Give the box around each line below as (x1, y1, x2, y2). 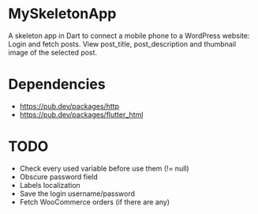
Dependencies (8, 76, 106, 93)
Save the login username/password (19, 189, 136, 198)
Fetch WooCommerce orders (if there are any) (19, 197, 170, 206)
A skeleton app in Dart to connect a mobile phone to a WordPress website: (8, 31, 250, 40)
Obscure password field (19, 171, 99, 182)
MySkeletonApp (8, 5, 117, 23)
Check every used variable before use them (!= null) (19, 163, 189, 173)
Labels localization (19, 180, 80, 190)
